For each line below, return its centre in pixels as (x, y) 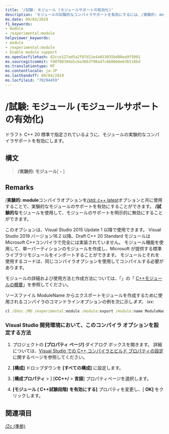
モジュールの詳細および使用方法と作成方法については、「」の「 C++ (75, 279)
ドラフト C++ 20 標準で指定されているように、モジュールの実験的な (76, 134)
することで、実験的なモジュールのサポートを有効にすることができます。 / (81, 206)
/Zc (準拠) (15, 426)
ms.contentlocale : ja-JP (31, 71)
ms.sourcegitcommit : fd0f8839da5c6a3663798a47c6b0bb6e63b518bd (73, 62)
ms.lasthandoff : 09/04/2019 (35, 76)
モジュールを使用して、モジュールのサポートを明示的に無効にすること (91, 213)
